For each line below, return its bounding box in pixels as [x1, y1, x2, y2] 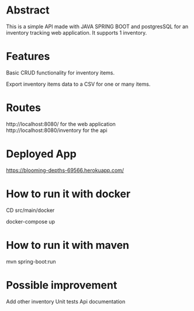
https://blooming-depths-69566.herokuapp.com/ [6, 167, 124, 174]
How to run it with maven [6, 238, 130, 252]
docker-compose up [6, 218, 56, 225]
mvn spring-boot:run [6, 258, 56, 265]
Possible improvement [6, 278, 117, 292]
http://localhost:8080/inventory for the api [6, 127, 108, 134]
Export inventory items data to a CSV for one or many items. [6, 80, 151, 87]
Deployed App [6, 147, 77, 160]
